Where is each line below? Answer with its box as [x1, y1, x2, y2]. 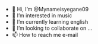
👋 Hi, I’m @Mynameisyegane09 [11, 6, 89, 12]
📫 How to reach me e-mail [11, 32, 78, 38]
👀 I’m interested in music [11, 12, 72, 19]
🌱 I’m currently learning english [11, 18, 88, 25]
